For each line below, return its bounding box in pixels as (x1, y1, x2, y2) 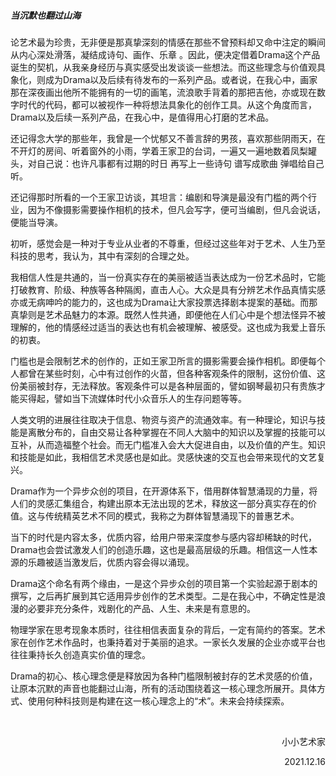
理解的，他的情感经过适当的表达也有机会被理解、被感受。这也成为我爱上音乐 (10, 321, 326, 333)
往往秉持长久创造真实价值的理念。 (10, 648, 151, 660)
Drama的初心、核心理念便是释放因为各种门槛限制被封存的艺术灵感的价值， (10, 670, 318, 682)
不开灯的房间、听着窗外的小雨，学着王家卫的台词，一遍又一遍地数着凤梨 (10, 145, 308, 157)
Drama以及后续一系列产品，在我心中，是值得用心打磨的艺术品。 (10, 111, 275, 123)
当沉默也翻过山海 (10, 9, 81, 21)
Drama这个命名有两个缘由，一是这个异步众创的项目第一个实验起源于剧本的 (10, 577, 318, 589)
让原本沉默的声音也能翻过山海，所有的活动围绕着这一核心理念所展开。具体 (10, 682, 317, 694)
